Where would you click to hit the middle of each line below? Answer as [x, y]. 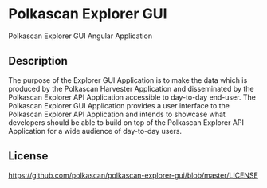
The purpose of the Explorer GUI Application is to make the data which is [128, 80]
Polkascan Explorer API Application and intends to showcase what [117, 114]
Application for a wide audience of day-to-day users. [95, 131]
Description [38, 61]
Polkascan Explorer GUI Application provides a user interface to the [119, 105]
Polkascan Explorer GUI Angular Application [80, 36]
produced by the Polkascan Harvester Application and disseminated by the [131, 88]
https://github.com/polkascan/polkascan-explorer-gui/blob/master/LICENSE [133, 175]
